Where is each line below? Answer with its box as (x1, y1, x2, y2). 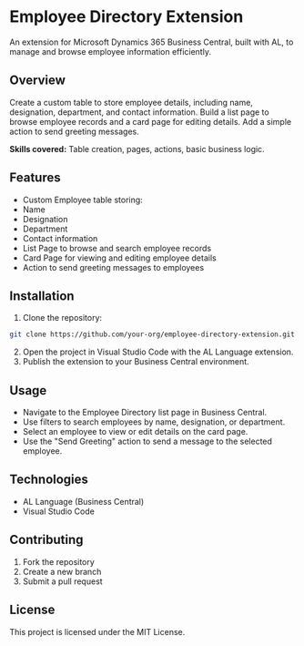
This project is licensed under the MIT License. (9, 626, 186, 637)
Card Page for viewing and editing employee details (22, 252, 217, 263)
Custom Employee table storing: (22, 194, 143, 205)
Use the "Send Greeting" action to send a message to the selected (22, 436, 273, 447)
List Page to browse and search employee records (22, 242, 212, 253)
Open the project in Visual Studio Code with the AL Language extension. (22, 346, 294, 357)
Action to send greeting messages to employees (22, 261, 205, 272)
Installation (9, 288, 75, 303)
